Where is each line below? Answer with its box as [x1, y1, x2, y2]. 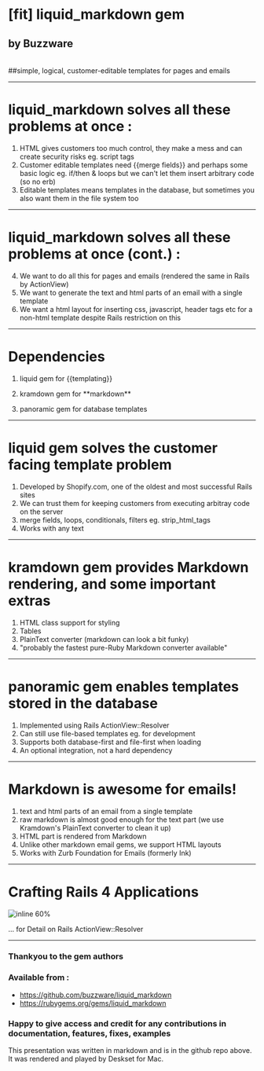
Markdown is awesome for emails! [8, 780, 237, 798]
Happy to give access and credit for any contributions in [8, 1018, 226, 1029]
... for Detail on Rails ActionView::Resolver [8, 924, 144, 933]
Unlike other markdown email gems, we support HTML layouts [19, 839, 222, 849]
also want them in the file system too [19, 193, 139, 203]
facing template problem [8, 456, 172, 473]
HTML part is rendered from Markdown [19, 831, 147, 841]
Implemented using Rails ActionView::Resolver [19, 721, 170, 730]
